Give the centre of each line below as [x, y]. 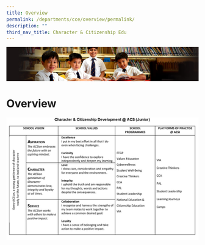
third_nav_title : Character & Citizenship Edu [67, 32]
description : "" [27, 26]
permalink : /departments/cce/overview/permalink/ [71, 19]
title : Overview [27, 13]
